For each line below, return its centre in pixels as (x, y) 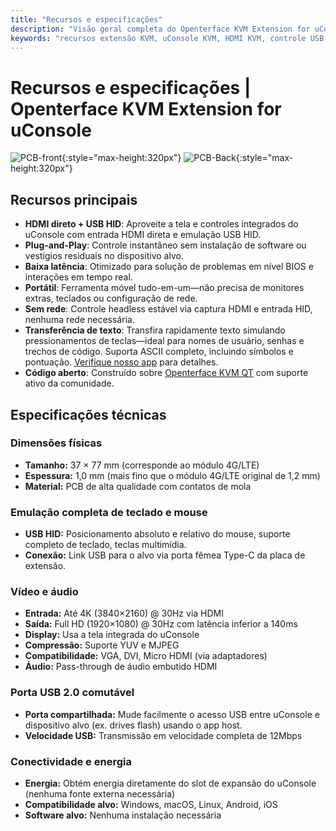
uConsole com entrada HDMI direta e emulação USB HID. (143, 235)
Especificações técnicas (88, 414)
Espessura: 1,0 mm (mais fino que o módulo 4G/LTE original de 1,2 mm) (172, 475)
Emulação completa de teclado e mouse (109, 512)
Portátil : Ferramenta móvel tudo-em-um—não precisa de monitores (164, 288)
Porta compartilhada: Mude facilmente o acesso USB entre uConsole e (172, 714)
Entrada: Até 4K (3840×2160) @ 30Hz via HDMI (124, 613)
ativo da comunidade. (69, 383)
